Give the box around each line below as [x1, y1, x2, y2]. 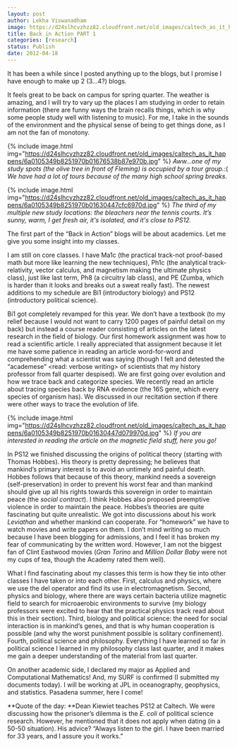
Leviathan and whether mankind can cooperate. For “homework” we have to [7, 518, 229, 526]
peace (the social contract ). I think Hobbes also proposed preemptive [7, 495, 210, 503]
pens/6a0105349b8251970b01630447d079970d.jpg [7, 428, 159, 437]
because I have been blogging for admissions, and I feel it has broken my [7, 532, 220, 541]
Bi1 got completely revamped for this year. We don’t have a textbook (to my [7, 309, 226, 318]
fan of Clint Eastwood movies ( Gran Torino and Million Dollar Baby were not [7, 547, 227, 556]
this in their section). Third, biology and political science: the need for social [7, 614, 228, 622]
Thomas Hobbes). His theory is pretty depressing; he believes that [7, 457, 201, 466]
